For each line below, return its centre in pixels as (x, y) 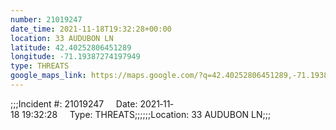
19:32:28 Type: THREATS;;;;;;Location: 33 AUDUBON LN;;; (146, 114)
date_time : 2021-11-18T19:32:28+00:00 (91, 29)
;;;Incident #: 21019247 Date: (74, 103)
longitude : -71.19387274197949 (75, 57)
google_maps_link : (48, 76)
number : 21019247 (46, 19)
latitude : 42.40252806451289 (71, 47)
